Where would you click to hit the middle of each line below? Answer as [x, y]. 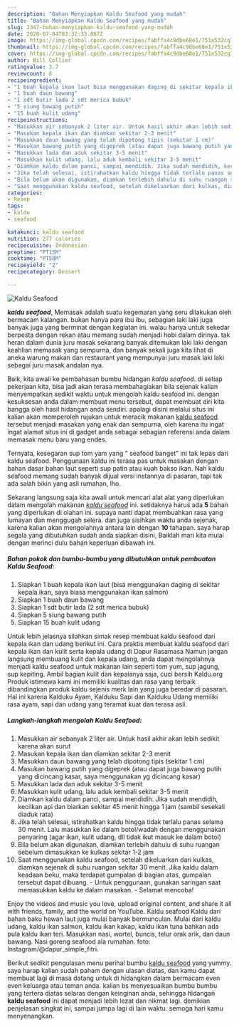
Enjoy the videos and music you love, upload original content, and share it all [119, 903]
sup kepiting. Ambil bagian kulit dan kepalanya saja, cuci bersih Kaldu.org [115, 674]
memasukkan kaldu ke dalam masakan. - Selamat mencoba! [106, 890]
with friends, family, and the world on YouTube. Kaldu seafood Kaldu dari [114, 911]
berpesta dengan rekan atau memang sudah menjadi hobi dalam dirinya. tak [119, 335]
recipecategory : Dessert [44, 272]
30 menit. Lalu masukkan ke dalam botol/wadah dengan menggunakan [121, 829]
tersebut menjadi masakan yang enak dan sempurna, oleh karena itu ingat [116, 424]
